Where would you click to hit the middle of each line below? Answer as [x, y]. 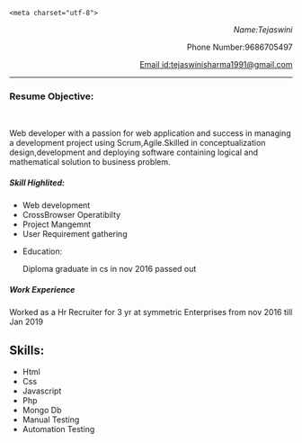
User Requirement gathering [75, 234]
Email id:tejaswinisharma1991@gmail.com [216, 64]
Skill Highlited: [37, 182]
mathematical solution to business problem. [90, 162]
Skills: [27, 350]
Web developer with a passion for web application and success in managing [150, 133]
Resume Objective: [52, 96]
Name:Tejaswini [263, 30]
